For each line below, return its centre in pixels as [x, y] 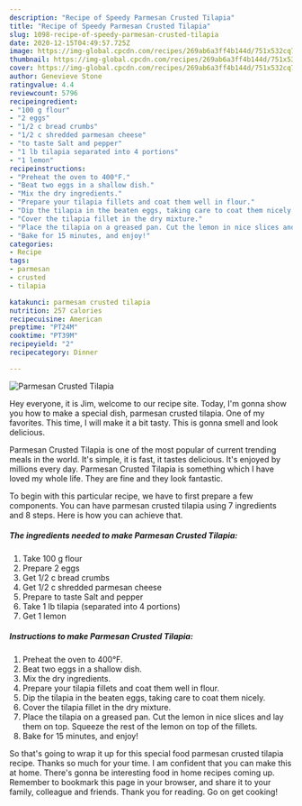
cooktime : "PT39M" [44, 336]
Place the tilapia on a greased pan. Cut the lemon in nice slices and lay [153, 717]
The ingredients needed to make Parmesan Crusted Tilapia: [124, 536]
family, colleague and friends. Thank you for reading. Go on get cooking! [144, 792]
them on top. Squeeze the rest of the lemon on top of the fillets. [140, 726]
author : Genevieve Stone [56, 77]
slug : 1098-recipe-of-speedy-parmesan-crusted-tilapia [114, 34]
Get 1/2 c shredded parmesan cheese [92, 587]
